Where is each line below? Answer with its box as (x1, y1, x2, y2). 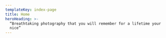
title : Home (5, 12, 30, 17)
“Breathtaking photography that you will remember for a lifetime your (9, 21, 162, 26)
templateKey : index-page (5, 7, 57, 12)
